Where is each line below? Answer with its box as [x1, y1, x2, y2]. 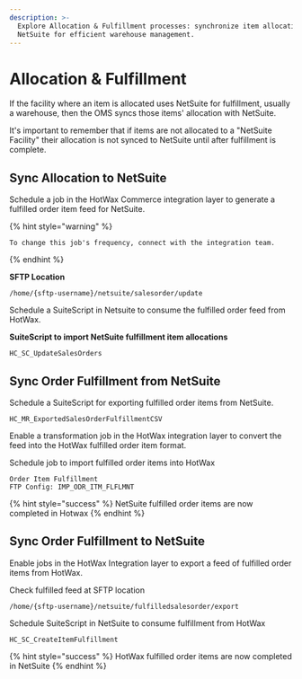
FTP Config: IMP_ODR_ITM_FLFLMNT [9, 482, 135, 491]
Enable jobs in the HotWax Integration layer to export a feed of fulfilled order [9, 558, 292, 569]
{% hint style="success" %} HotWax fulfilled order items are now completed [9, 650, 292, 661]
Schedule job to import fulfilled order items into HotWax [9, 457, 216, 468]
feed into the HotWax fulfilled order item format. [9, 439, 187, 450]
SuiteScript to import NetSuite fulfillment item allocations [9, 331, 228, 342]
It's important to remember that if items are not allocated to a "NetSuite [9, 125, 272, 136]
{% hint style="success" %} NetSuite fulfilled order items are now [9, 498, 253, 508]
